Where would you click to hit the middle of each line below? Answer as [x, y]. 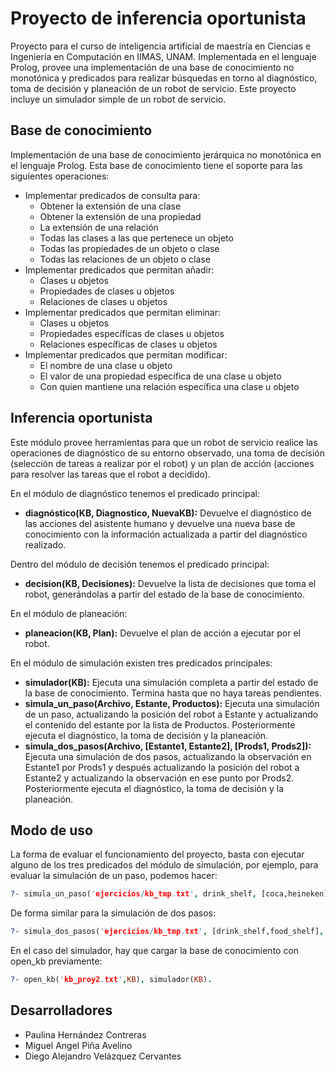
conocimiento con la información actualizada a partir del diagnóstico [166, 534]
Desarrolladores [61, 1010]
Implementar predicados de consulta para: [112, 195]
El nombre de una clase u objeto [106, 365]
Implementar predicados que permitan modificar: [126, 354]
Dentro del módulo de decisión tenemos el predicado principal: [140, 564]
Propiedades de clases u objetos [107, 291]
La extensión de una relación [99, 227]
